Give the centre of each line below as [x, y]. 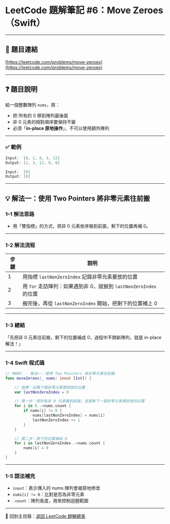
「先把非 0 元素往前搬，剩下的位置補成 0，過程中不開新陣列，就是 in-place [83, 337]
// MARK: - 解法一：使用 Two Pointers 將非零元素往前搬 [60, 373]
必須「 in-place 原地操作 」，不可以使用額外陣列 [61, 128]
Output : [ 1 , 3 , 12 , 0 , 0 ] [33, 163]
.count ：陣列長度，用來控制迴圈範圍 [50, 501]
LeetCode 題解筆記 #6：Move [68, 10]
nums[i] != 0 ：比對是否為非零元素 [48, 495]
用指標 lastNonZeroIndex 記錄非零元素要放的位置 [80, 277]
